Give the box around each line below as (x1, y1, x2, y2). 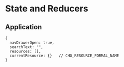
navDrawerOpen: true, (9, 40, 55, 45)
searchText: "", (9, 45, 43, 50)
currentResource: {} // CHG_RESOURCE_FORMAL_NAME (9, 53, 120, 58)
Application (5, 23, 42, 31)
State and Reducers (5, 3, 89, 14)
